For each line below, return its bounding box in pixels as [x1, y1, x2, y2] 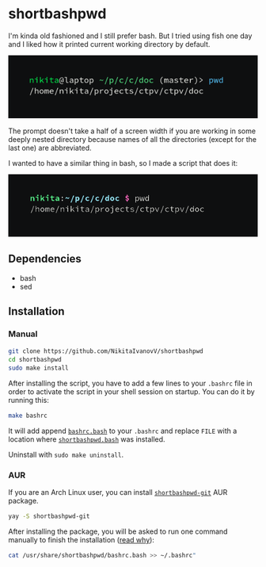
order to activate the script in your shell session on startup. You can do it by [8, 386, 255, 397]
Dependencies [8, 252, 82, 266]
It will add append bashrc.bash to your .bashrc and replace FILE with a [8, 426, 237, 435]
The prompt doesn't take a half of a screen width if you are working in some [8, 126, 256, 136]
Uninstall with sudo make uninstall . [8, 450, 124, 459]
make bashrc [8, 412, 47, 420]
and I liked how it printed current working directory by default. [8, 39, 211, 48]
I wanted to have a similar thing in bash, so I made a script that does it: [8, 158, 238, 167]
